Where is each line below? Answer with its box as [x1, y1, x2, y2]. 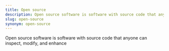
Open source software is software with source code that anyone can [5, 35, 147, 41]
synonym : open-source [5, 21, 51, 26]
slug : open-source [5, 16, 44, 21]
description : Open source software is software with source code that [5, 12, 156, 17]
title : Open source [5, 7, 46, 12]
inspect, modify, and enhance [5, 40, 67, 46]
